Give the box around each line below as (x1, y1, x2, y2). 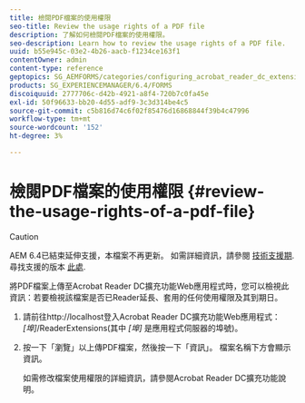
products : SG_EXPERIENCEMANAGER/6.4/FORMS (9, 81, 172, 90)
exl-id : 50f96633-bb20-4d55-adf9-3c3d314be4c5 (9, 97, 189, 107)
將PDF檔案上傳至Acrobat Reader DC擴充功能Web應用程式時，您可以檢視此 (9, 280, 290, 291)
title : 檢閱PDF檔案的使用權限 (9, 13, 112, 23)
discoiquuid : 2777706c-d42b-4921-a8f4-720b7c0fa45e (9, 89, 209, 98)
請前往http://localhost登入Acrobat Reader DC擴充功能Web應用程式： (22, 310, 280, 322)
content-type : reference (9, 64, 103, 74)
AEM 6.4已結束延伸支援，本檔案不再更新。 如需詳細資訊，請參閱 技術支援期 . (9, 250, 295, 260)
